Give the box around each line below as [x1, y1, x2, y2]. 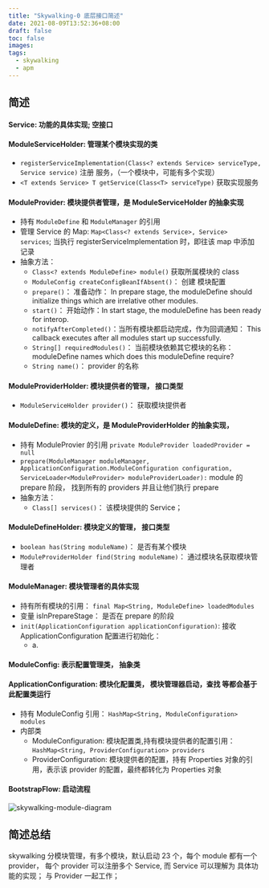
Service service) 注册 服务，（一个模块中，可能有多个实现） [19, 167, 219, 177]
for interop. [31, 315, 70, 324]
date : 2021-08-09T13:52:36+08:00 [8, 19, 120, 27]
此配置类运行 [8, 690, 51, 699]
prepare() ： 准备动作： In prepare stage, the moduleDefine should [31, 287, 253, 297]
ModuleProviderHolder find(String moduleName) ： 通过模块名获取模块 [19, 552, 251, 561]
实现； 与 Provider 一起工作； [22, 870, 120, 880]
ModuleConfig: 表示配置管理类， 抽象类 [8, 659, 141, 669]
